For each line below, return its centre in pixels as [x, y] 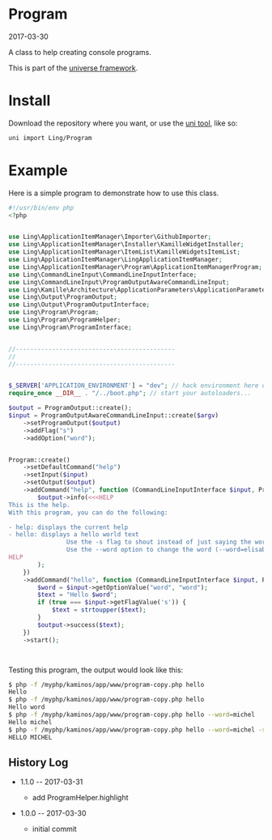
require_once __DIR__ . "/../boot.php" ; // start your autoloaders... [130, 394]
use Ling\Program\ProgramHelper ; [65, 320]
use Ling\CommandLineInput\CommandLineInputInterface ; [103, 275]
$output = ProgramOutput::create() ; [70, 408]
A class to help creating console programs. [80, 52]
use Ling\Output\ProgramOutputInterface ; [79, 305]
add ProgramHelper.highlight [80, 798]
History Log [38, 762]
